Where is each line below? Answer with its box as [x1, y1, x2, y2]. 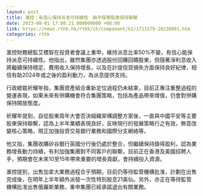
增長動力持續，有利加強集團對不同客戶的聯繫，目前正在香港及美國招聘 [11, 148, 186, 155]
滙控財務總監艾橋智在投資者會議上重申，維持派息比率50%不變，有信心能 [6, 49, 187, 56]
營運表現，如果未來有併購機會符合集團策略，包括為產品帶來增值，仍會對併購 [6, 92, 197, 99]
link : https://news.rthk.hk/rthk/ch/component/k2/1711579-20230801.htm [6, 25, 190, 32]
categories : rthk [6, 31, 50, 38]
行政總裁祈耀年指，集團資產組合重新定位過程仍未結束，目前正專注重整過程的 [6, 84, 197, 91]
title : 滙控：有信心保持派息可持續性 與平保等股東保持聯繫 [6, 15, 138, 21]
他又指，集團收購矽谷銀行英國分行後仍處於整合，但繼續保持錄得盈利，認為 [6, 140, 192, 148]
